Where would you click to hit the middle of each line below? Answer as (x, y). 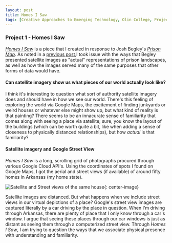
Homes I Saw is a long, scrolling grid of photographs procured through (80, 161)
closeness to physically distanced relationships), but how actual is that (80, 132)
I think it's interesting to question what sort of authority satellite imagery (81, 94)
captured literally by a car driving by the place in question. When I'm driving (85, 208)
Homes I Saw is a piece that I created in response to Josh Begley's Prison (83, 49)
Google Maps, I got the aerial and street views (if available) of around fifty (83, 172)
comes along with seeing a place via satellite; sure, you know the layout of (84, 121)
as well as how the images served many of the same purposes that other (82, 65)
